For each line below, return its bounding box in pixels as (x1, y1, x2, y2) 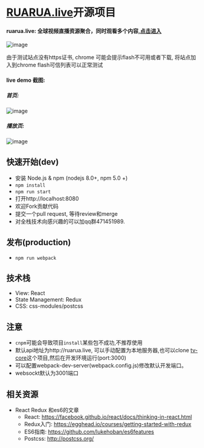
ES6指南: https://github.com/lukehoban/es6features (24, 428, 154, 435)
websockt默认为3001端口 (15, 369, 79, 377)
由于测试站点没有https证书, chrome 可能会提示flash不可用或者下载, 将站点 (6, 54, 191, 61)
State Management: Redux (15, 296, 82, 304)
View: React (15, 290, 46, 297)
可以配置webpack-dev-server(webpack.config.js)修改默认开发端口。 (15, 362, 187, 369)
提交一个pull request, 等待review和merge (15, 210, 118, 217)
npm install (15, 182, 46, 188)
